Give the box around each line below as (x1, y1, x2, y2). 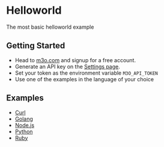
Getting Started (6, 41, 65, 51)
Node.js (14, 121, 35, 128)
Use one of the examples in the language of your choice (14, 75, 154, 82)
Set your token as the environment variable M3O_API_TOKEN (14, 69, 158, 76)
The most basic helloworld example (6, 23, 94, 30)
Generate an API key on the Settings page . (14, 63, 120, 70)
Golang (14, 115, 33, 122)
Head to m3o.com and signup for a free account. (14, 56, 136, 63)
